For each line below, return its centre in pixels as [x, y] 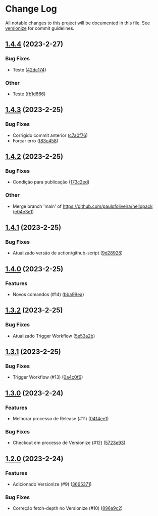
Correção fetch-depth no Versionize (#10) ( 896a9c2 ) [67, 508]
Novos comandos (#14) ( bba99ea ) [48, 294]
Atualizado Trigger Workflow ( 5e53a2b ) [54, 336]
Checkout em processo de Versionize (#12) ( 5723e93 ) [69, 443]
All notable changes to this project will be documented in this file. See [78, 23]
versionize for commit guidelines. [40, 28]
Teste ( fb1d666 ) [29, 94]
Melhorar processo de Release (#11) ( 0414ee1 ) [61, 419]
